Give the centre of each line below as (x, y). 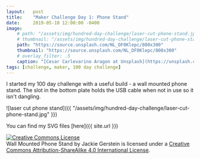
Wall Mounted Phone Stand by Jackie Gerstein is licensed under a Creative (98, 144)
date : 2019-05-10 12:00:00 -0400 (53, 23)
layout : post (25, 12)
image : (14, 28)
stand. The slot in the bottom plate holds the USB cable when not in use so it (100, 91)
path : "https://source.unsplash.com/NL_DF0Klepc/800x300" (90, 45)
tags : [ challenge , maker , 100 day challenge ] (63, 67)
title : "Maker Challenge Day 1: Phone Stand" (68, 17)
